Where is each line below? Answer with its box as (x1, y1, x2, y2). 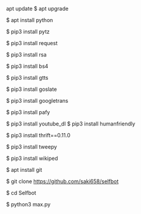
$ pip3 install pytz (6, 28, 50, 35)
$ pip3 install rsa (6, 51, 47, 58)
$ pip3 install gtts (6, 74, 49, 81)
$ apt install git (6, 166, 43, 173)
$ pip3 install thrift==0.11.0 (6, 132, 70, 139)
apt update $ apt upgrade (6, 5, 69, 12)
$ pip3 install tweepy (6, 143, 57, 150)
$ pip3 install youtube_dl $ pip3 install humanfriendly (6, 120, 136, 127)
